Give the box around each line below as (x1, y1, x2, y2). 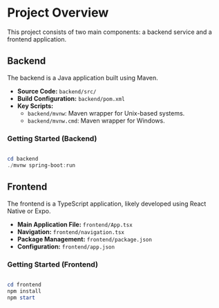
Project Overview (7, 5, 109, 21)
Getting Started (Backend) (7, 134, 97, 143)
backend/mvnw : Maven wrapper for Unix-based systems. (27, 109, 185, 117)
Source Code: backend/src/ (17, 87, 97, 95)
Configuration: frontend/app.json (17, 242, 115, 251)
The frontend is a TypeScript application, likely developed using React (7, 199, 207, 208)
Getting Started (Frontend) (7, 260, 99, 269)
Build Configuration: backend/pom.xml (17, 94, 126, 102)
